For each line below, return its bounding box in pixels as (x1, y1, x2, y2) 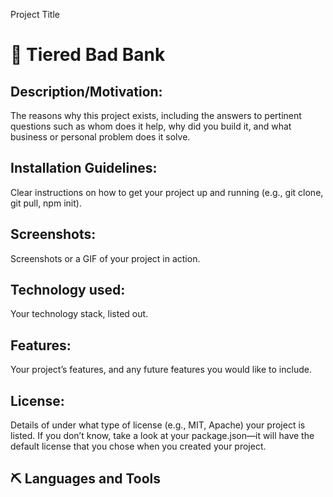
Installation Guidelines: (10, 160, 158, 177)
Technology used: (10, 282, 126, 299)
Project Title (10, 9, 61, 20)
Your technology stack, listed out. (10, 308, 149, 320)
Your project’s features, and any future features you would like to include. (10, 364, 312, 376)
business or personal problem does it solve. (10, 131, 191, 143)
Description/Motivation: (10, 83, 163, 100)
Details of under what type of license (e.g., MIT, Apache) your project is (10, 419, 306, 431)
